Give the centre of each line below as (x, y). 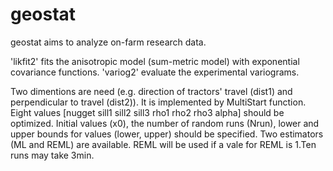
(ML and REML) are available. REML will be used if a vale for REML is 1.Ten (163, 144)
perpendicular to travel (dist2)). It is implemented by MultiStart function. (158, 102)
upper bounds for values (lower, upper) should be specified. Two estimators (167, 134)
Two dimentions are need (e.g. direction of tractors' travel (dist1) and (151, 91)
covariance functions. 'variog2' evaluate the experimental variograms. (155, 72)
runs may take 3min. (52, 155)
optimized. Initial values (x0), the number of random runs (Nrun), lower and (165, 123)
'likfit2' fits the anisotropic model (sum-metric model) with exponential (155, 61)
